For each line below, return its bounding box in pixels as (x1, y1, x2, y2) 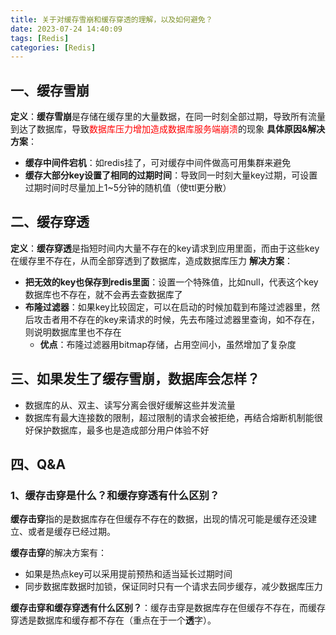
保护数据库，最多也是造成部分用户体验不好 (33, 424, 210, 436)
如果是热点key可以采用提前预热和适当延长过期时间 (24, 568, 233, 580)
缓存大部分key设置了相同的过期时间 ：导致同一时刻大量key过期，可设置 (24, 169, 318, 181)
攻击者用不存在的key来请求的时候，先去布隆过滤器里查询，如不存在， (33, 313, 320, 325)
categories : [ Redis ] (10, 42, 97, 53)
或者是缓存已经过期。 (27, 526, 116, 538)
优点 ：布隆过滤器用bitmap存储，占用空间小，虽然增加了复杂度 (39, 338, 297, 350)
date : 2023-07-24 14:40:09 (10, 24, 123, 34)
